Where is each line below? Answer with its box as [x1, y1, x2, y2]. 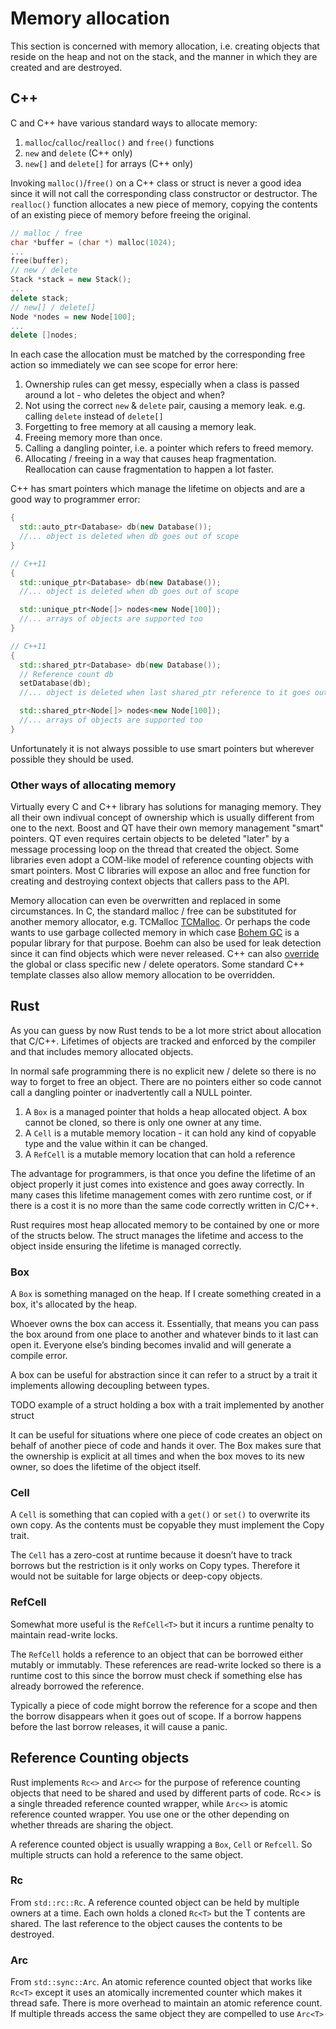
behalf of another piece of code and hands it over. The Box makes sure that [10, 1440, 322, 1452]
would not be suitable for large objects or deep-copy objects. [10, 1570, 263, 1582]
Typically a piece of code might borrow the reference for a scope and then [10, 1699, 318, 1711]
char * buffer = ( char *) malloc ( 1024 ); [10, 237, 177, 247]
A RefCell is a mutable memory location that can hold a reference [24, 1148, 296, 1160]
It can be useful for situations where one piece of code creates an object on [10, 1429, 323, 1441]
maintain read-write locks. [10, 1628, 118, 1641]
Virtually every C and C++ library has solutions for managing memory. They [10, 801, 322, 813]
